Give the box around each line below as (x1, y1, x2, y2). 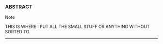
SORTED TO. (5, 29, 31, 35)
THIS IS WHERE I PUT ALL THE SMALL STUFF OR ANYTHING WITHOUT (5, 24, 150, 29)
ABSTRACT (5, 3, 33, 10)
